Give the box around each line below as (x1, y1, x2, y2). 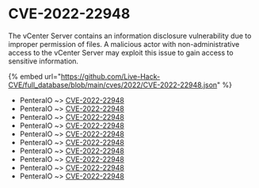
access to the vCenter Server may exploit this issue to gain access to (8, 48, 234, 57)
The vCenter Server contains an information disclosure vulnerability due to (8, 31, 252, 40)
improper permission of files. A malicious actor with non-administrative (8, 39, 240, 48)
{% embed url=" (8, 71, 62, 81)
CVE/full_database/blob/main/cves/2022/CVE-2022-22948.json (8, 80, 218, 90)
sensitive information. (8, 56, 79, 66)
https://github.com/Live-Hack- (60, 71, 161, 81)
